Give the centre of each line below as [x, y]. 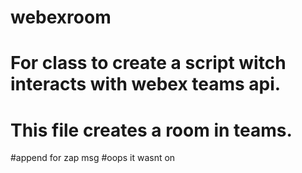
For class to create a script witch [148, 63]
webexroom [61, 17]
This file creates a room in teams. [151, 130]
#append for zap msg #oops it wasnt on [93, 158]
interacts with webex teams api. [146, 84]
